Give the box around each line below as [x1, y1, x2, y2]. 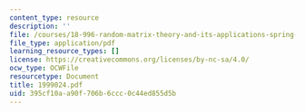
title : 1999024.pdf [9, 80, 84, 89]
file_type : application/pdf [9, 38, 116, 48]
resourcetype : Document [9, 72, 100, 81]
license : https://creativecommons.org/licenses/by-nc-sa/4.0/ [9, 55, 250, 64]
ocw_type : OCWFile [9, 64, 79, 73]
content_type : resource [9, 13, 100, 23]
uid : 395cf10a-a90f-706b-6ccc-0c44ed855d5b [9, 89, 177, 98]
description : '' [9, 22, 71, 31]
